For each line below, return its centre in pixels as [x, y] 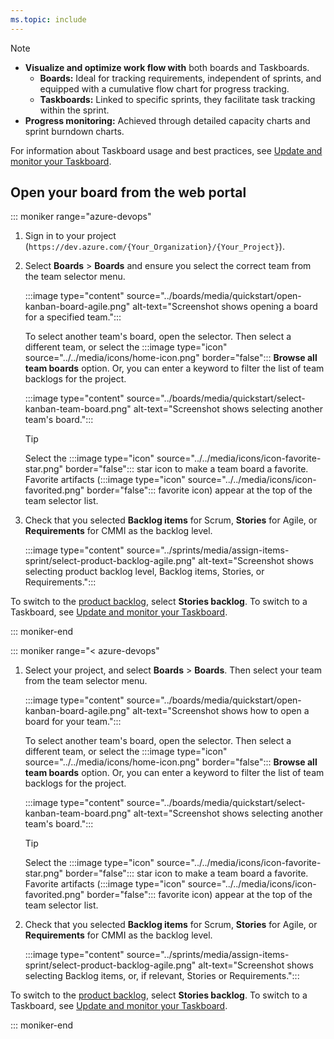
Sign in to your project [70, 236]
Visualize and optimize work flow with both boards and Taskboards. [167, 67]
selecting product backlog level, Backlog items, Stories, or [144, 572]
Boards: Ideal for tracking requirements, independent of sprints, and [180, 78]
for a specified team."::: [73, 317]
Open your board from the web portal [128, 192]
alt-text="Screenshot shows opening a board [225, 307]
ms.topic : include [48, 19]
